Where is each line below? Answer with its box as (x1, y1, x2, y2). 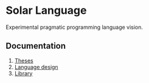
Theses (14, 57, 34, 64)
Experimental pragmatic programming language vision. (5, 23, 144, 31)
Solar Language (5, 4, 87, 17)
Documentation (5, 41, 66, 51)
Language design (14, 63, 58, 70)
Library (14, 70, 33, 77)
